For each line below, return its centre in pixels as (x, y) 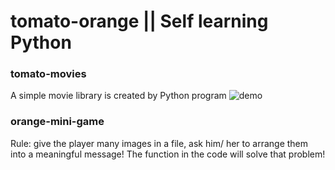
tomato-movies (48, 74)
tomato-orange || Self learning (139, 21)
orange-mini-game (57, 122)
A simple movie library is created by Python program (118, 96)
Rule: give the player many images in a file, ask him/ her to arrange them (159, 143)
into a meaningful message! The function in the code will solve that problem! (168, 154)
